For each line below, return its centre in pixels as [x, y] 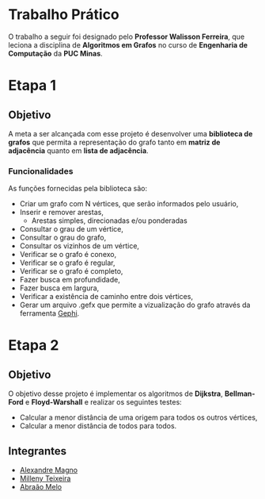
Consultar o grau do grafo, [63, 238]
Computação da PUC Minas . [55, 53]
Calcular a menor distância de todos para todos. [98, 426]
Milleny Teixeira [45, 478]
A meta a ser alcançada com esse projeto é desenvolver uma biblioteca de [131, 133]
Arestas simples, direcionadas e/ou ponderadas [109, 221]
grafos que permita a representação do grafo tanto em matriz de [114, 142]
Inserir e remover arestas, [62, 213]
